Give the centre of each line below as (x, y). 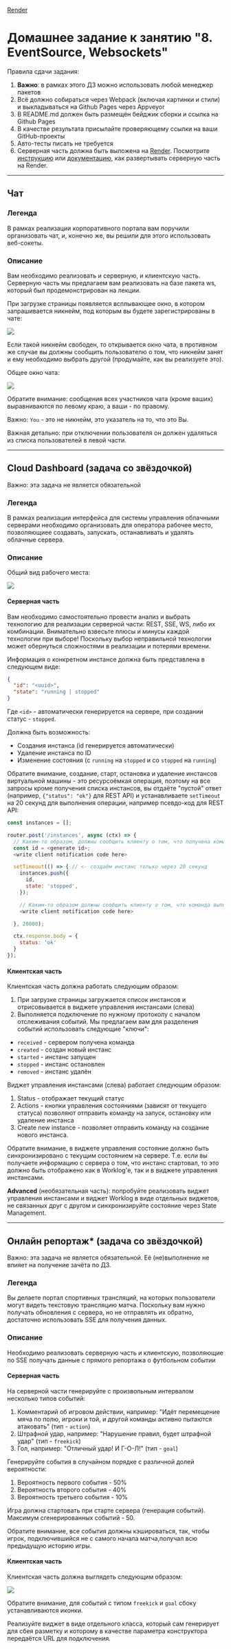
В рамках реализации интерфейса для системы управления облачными (113, 518)
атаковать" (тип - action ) (54, 1426)
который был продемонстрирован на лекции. (74, 290)
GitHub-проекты (41, 136)
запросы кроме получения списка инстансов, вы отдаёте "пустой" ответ (114, 788)
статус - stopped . (32, 719)
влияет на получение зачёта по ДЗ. (59, 1264)
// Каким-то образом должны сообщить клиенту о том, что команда (115, 905)
